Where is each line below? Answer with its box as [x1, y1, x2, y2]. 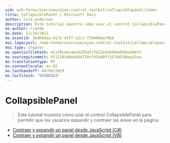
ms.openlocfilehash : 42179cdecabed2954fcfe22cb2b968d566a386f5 [5, 50, 142, 55]
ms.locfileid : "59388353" [5, 73, 60, 78]
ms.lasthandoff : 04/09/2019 [5, 69, 65, 74]
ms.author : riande [5, 26, 44, 31]
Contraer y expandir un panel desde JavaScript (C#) [12, 127, 122, 133]
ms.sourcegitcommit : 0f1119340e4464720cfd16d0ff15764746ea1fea [5, 54, 142, 60]
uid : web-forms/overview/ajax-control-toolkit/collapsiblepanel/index [5, 7, 157, 13]
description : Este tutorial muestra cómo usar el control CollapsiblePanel [5, 21, 168, 27]
